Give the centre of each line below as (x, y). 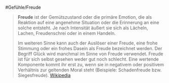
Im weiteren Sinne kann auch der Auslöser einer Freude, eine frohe (88, 43)
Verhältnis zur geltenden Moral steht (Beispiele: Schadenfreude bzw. (90, 70)
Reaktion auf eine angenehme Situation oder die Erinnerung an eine (88, 23)
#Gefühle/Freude (23, 7)
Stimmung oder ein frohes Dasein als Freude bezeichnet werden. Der (90, 48)
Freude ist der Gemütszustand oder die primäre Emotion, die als (85, 17)
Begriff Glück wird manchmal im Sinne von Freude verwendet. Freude (90, 54)
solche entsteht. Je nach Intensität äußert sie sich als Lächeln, (83, 28)
